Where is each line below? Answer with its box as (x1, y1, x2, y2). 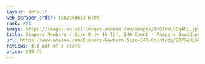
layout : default (6, 9, 48, 15)
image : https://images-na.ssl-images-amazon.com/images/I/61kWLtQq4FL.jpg (6, 26, 201, 32)
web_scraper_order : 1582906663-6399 (6, 15, 99, 21)
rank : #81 (6, 20, 32, 26)
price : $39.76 (6, 49, 43, 55)
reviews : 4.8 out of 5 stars (6, 43, 81, 49)
